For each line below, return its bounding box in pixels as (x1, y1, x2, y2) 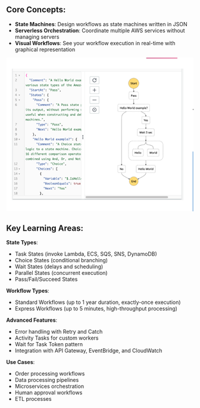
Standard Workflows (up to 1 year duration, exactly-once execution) (14, 299, 181, 306)
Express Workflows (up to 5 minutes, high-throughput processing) (14, 305, 177, 312)
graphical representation (14, 46, 76, 53)
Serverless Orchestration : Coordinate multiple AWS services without (14, 27, 186, 34)
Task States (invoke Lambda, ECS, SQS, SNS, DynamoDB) (14, 250, 157, 258)
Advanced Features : (6, 316, 58, 324)
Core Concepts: (6, 5, 66, 15)
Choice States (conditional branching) (14, 257, 108, 264)
